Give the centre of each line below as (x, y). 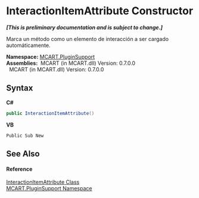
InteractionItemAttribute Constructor (100, 11)
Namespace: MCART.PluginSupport (51, 56)
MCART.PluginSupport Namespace (49, 188)
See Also (23, 154)
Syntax (20, 88)
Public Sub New (25, 136)
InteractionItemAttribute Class (43, 182)
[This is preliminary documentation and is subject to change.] (84, 27)
